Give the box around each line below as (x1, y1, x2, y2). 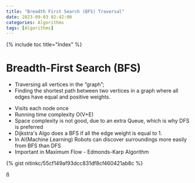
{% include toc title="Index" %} (6, 41, 82, 48)
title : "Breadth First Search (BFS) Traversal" (6, 8, 125, 15)
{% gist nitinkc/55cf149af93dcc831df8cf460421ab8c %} (6, 160, 143, 167)
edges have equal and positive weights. (14, 93, 110, 100)
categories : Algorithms (6, 19, 65, 25)
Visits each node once (14, 105, 69, 112)
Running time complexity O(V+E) (14, 111, 94, 118)
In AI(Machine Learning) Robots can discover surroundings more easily (14, 136, 187, 143)
